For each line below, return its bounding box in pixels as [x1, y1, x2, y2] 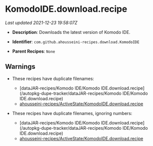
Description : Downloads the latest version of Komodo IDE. [12, 29, 131, 35]
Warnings [5, 62, 36, 71]
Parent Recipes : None [12, 48, 55, 54]
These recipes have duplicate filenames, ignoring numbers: [12, 110, 132, 116]
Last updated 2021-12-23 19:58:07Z [5, 20, 77, 26]
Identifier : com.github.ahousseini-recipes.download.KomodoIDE [12, 38, 140, 45]
